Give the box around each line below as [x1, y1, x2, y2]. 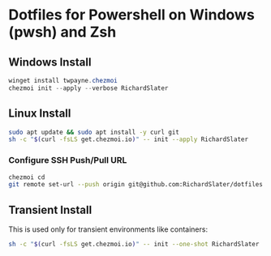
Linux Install [8, 107, 71, 121]
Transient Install [8, 203, 92, 216]
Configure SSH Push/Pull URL [8, 155, 127, 166]
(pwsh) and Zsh [8, 23, 117, 41]
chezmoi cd [8, 173, 45, 181]
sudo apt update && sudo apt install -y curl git [8, 128, 180, 136]
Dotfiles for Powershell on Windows [8, 6, 256, 24]
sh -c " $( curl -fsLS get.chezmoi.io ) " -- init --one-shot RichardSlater [8, 241, 260, 249]
